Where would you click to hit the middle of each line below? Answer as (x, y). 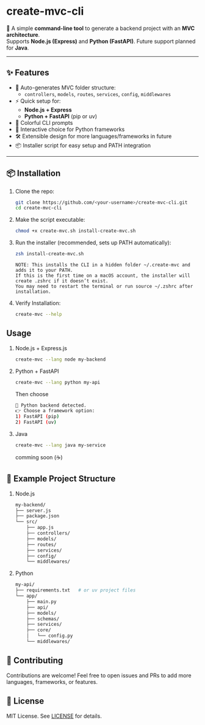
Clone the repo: (35, 191)
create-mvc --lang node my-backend (60, 359)
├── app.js (40, 528)
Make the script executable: (50, 220)
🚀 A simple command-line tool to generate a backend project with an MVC (101, 28)
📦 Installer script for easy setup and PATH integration (83, 145)
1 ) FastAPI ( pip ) (37, 417)
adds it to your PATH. (44, 271)
